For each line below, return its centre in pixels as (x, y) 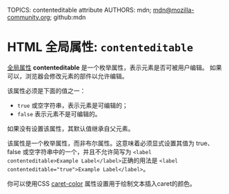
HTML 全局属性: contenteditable (100, 47)
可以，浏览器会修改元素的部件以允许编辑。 (68, 76)
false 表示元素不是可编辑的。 (59, 114)
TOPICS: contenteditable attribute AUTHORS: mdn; (79, 10)
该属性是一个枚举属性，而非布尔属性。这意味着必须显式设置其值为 (101, 143)
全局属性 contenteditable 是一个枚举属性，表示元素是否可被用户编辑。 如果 (114, 67)
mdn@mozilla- (173, 10)
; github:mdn (68, 17)
